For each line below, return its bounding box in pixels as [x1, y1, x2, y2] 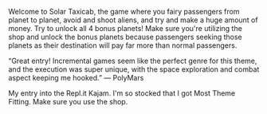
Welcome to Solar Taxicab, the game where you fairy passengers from [8, 7, 240, 16]
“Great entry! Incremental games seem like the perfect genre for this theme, [8, 56, 257, 65]
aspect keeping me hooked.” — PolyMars [8, 73, 144, 82]
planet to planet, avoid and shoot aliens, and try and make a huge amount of [8, 15, 258, 25]
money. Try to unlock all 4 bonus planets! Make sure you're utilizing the [8, 24, 243, 33]
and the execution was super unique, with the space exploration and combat [8, 65, 260, 74]
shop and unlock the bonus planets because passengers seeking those [8, 32, 243, 41]
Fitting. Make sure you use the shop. [8, 97, 128, 106]
